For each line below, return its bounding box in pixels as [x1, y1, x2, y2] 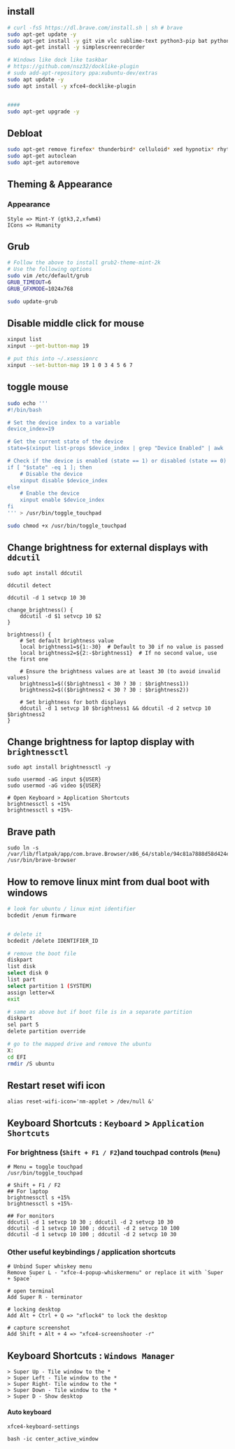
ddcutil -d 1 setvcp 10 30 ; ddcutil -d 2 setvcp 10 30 [7, 1219, 173, 1226]
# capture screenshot [7, 1325, 71, 1332]
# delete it [7, 930, 42, 938]
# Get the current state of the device [7, 438, 124, 445]
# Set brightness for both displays [20, 699, 127, 706]
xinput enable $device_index [20, 496, 105, 504]
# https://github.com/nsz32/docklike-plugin [7, 63, 139, 70]
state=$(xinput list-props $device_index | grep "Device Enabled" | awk [7, 445, 224, 452]
